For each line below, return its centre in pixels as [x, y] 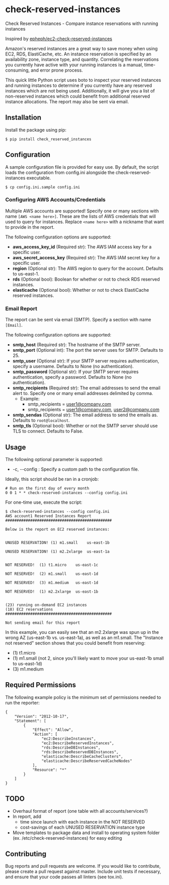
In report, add [27, 816]
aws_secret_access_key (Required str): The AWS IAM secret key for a [86, 257]
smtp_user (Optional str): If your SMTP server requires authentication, [86, 361]
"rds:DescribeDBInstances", [71, 747]
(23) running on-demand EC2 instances [46, 605]
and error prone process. [57, 70]
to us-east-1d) [27, 663]
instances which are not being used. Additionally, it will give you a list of [80, 90]
